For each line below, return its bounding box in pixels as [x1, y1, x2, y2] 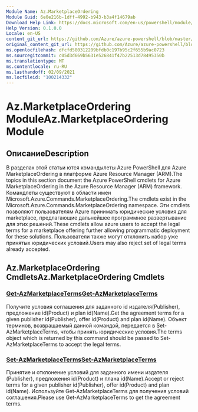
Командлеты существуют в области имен [6, 189, 111, 197]
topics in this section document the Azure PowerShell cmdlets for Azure [6, 176, 181, 184]
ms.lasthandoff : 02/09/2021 [6, 69, 75, 75]
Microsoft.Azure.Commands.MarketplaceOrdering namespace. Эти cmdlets [6, 202, 190, 209]
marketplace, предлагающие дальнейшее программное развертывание [6, 214, 187, 221]
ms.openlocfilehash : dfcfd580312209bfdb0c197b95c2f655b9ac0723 [6, 47, 165, 53]
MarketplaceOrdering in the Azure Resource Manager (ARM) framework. [6, 183, 183, 190]
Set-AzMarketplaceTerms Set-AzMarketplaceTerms [6, 355, 157, 364]
